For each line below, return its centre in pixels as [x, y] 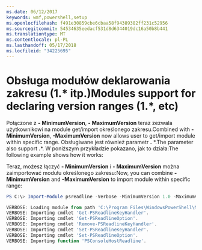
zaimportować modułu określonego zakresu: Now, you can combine [90, 172]
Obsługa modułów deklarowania [88, 80]
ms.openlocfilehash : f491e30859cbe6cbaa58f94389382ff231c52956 [87, 23]
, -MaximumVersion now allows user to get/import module [122, 135]
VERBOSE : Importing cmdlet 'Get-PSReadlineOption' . [72, 219]
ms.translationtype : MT [36, 34]
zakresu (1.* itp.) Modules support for [101, 93]
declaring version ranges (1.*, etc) [93, 106]
